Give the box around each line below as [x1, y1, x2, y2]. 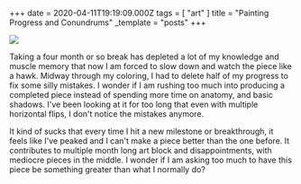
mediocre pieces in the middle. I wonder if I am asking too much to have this [9, 154, 293, 165]
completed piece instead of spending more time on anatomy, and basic [9, 90, 273, 100]
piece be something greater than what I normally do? [9, 164, 205, 174]
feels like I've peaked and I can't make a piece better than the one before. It [9, 136, 290, 146]
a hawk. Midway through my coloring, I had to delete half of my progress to [9, 71, 288, 81]
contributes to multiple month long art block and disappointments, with [9, 145, 272, 155]
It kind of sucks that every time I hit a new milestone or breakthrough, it [9, 126, 274, 136]
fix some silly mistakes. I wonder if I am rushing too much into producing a [9, 80, 286, 91]
